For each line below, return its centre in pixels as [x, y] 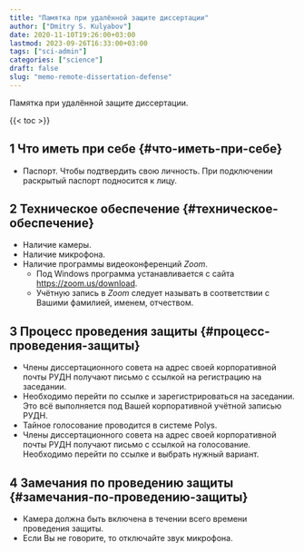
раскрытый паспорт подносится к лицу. [100, 180]
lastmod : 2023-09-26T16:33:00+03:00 [78, 43]
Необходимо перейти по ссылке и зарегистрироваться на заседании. [158, 397]
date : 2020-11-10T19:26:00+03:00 [73, 34]
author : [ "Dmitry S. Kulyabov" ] [70, 26]
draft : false [34, 69]
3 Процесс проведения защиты [103, 331]
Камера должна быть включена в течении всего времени [135, 519]
